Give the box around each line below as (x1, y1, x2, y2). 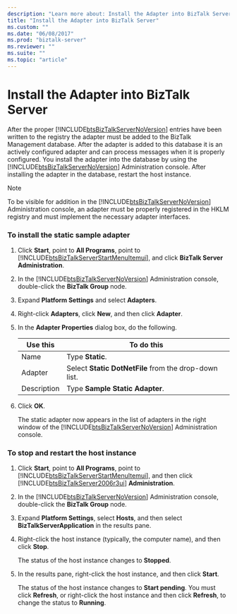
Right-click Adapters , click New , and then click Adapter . (17, 309, 183, 318)
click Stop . (17, 543, 49, 551)
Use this (26, 339, 55, 349)
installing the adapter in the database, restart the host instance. (7, 170, 192, 179)
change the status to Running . (17, 598, 107, 607)
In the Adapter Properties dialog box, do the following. (17, 323, 178, 332)
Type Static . (66, 351, 107, 361)
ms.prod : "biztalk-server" (7, 37, 87, 44)
